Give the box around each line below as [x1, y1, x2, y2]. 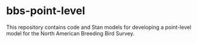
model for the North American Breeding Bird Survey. [6, 29, 135, 37]
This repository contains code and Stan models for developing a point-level [6, 24, 192, 31]
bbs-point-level [6, 4, 85, 18]
